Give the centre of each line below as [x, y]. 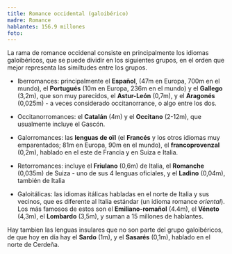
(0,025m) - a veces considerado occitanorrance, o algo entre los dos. [117, 103]
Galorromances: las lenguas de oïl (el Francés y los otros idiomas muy [118, 138]
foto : [15, 33]
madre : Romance [29, 20]
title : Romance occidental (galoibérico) [68, 14]
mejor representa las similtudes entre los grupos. [77, 68]
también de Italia [41, 181]
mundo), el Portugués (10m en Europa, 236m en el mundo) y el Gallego [120, 88]
